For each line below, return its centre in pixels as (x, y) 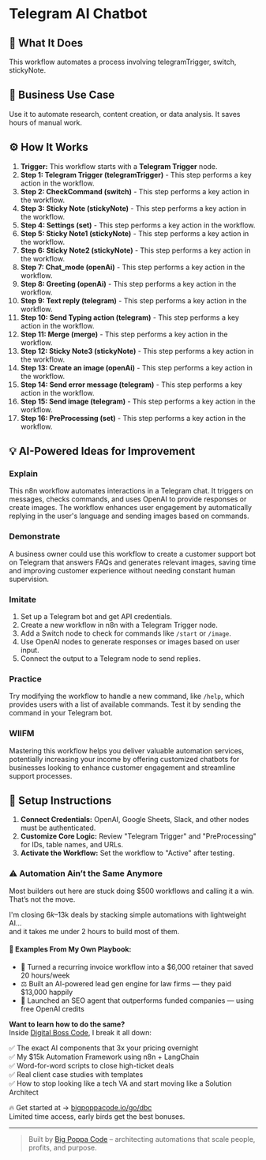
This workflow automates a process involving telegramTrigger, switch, (123, 62)
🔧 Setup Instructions (60, 800)
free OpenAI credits (52, 1008)
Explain (24, 473)
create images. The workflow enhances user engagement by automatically (130, 508)
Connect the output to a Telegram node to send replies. (110, 658)
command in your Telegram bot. (61, 713)
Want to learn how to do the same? (67, 1024)
